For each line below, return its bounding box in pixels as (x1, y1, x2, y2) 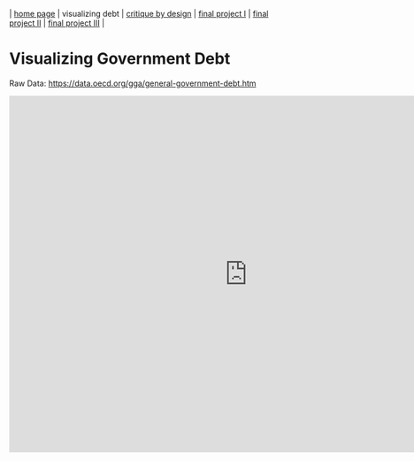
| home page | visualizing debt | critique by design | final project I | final (9, 9, 269, 19)
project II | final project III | (9, 18, 105, 28)
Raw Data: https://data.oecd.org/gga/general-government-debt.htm (9, 78, 257, 88)
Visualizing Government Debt (9, 49, 231, 69)
